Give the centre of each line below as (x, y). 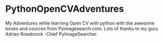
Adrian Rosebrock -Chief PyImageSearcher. (52, 34)
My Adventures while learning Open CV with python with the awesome (80, 23)
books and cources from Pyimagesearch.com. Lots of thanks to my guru (82, 28)
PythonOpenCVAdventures (65, 9)
